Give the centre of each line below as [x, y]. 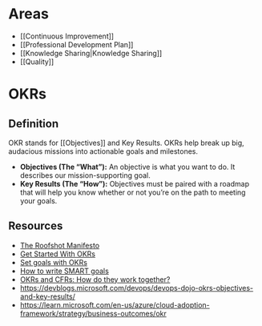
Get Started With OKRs [58, 254]
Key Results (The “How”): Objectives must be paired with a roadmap [135, 183]
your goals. [38, 200]
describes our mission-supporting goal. [85, 175]
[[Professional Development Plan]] [77, 44]
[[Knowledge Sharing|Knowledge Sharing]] [91, 53]
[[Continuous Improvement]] [67, 36]
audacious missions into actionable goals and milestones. [103, 151]
